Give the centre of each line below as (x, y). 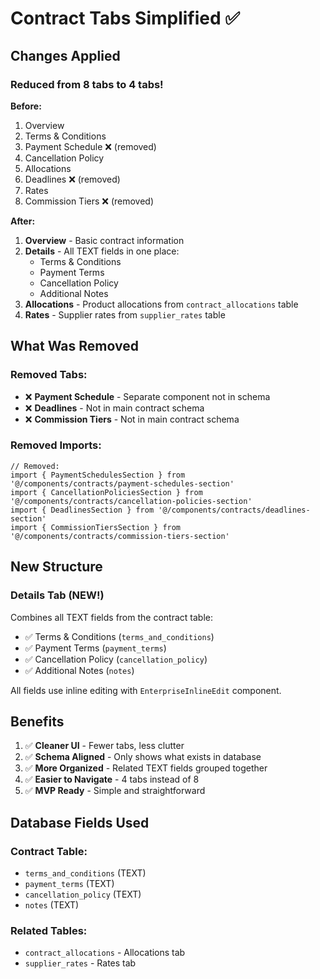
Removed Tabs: (49, 375)
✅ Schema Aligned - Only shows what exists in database (143, 757)
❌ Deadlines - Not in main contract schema (114, 408)
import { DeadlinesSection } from (82, 510)
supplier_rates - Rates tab (80, 963)
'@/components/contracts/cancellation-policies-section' (131, 501)
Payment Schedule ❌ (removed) (90, 146)
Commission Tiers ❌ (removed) (89, 201)
